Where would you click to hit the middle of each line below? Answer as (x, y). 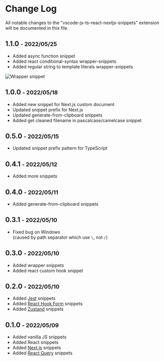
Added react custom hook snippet (48, 270)
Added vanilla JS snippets (39, 337)
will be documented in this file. (37, 28)
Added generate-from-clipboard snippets (56, 204)
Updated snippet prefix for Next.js (48, 110)
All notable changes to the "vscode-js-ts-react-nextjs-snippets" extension (82, 23)
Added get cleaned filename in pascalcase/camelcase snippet (77, 120)
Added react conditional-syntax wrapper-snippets (64, 61)
